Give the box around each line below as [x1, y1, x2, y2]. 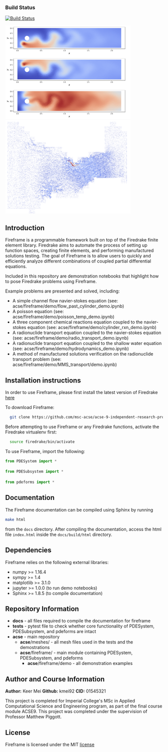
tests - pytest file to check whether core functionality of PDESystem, [12, 623, 155, 629]
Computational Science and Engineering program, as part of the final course [5, 703, 162, 709]
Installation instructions [5, 376, 81, 384]
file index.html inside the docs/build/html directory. [5, 531, 112, 537]
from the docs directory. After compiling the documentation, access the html [5, 526, 161, 532]
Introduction [5, 223, 45, 232]
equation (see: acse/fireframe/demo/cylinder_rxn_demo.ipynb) [27, 324, 156, 330]
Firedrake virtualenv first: [5, 429, 57, 435]
